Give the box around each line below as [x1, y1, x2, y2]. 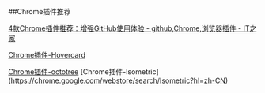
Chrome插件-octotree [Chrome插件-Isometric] [8, 67, 160, 76]
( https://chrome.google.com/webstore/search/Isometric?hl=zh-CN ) [8, 76, 229, 85]
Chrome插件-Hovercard [8, 50, 85, 59]
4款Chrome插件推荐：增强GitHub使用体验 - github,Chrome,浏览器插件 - [8, 24, 242, 33]
